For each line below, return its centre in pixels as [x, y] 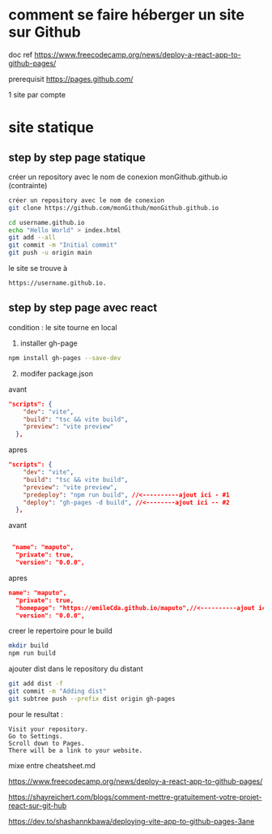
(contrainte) [28, 185]
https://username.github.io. [57, 283]
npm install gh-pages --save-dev [65, 358]
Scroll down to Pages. [47, 743]
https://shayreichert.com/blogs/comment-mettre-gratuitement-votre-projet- [135, 797]
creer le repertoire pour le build [60, 631]
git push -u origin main [50, 253]
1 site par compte [37, 94]
